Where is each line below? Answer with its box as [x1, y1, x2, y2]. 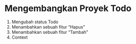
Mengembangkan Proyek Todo [4, 3, 132, 14]
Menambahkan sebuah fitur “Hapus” [11, 24, 85, 29]
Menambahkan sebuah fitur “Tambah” [11, 29, 88, 35]
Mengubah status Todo [11, 19, 58, 25]
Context [11, 34, 28, 40]
